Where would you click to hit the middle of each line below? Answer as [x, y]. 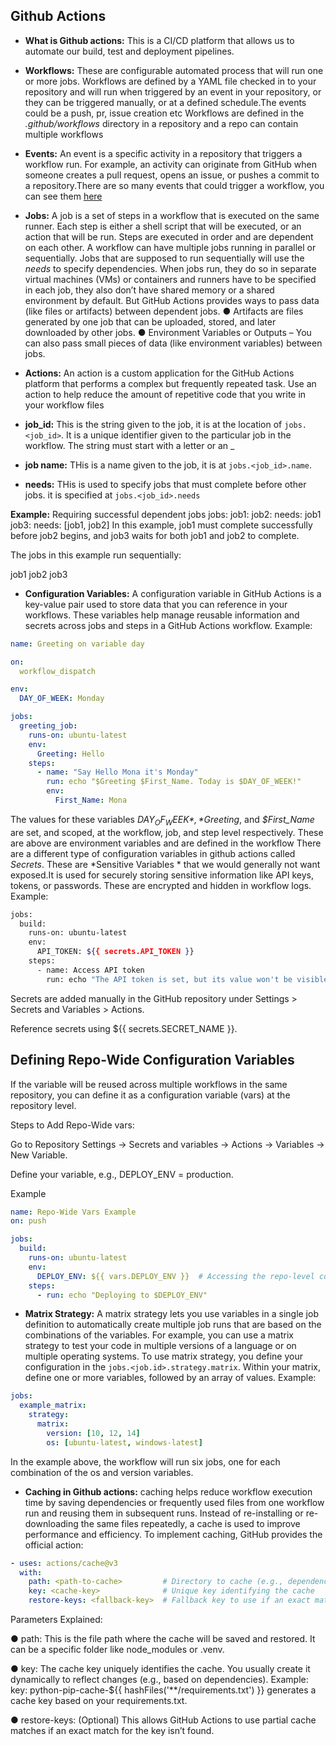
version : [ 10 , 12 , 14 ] [93, 1433]
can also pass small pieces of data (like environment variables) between [173, 343]
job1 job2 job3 [39, 574]
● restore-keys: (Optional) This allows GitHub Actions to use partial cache [163, 1720]
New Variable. [39, 1155]
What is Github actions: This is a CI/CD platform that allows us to [159, 40]
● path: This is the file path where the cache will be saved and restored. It [163, 1639]
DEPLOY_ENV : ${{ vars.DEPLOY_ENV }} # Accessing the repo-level [175, 1276]
